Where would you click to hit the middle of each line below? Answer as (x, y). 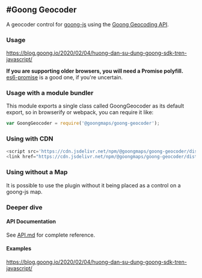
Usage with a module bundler (50, 93)
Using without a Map (37, 172)
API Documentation (31, 222)
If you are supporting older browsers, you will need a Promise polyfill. (95, 71)
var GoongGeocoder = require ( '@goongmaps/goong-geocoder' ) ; (83, 123)
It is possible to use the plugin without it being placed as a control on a (94, 185)
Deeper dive (24, 207)
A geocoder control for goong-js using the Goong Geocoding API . (88, 24)
